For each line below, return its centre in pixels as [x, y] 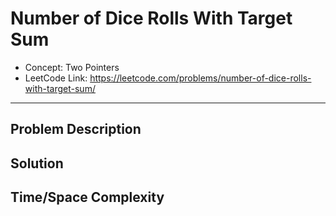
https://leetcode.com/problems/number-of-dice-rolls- [200, 78]
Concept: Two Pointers [72, 67]
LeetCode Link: [56, 78]
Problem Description [76, 129]
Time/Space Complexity [87, 197]
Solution [37, 163]
